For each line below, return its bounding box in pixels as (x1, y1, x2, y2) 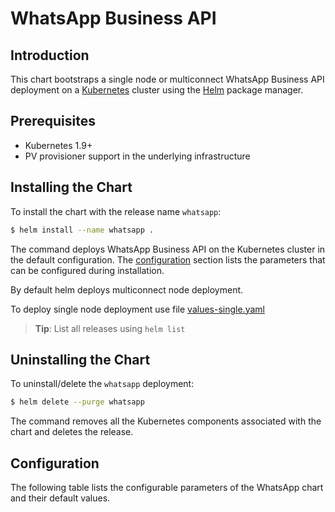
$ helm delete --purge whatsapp (10, 397, 145, 407)
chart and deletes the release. (10, 426, 134, 438)
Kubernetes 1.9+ (24, 139, 93, 151)
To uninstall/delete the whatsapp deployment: (10, 378, 195, 390)
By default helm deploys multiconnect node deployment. (10, 283, 244, 296)
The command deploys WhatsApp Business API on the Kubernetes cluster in (10, 243, 326, 255)
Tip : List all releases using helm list (34, 322, 186, 334)
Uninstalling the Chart (10, 351, 151, 368)
